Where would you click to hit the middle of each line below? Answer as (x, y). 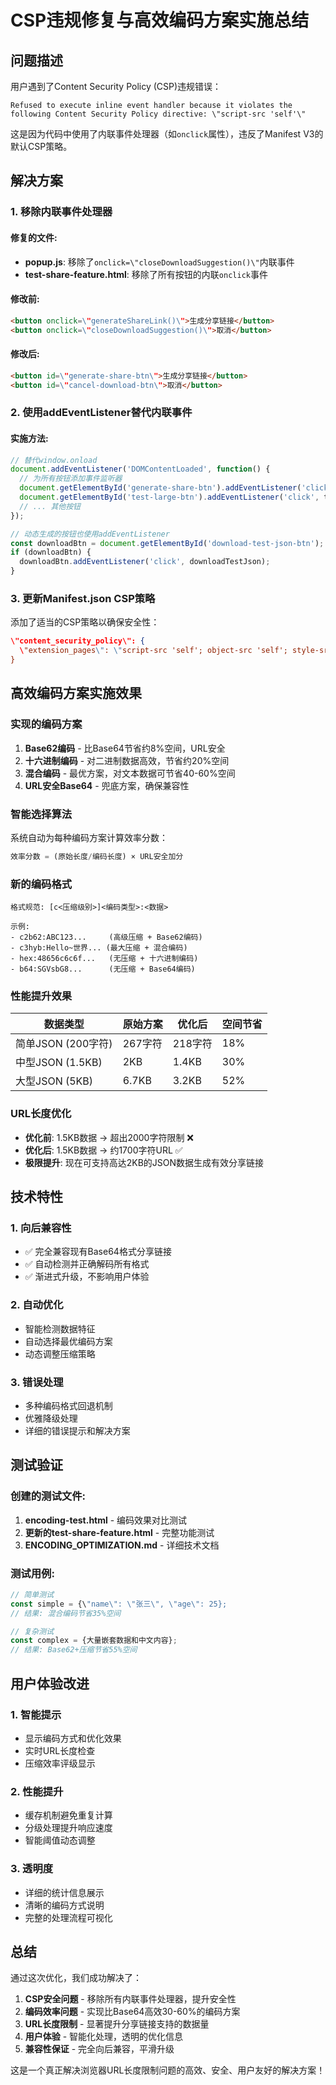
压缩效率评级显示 (60, 1763)
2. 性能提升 (37, 1791)
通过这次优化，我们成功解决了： (76, 1978)
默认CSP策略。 (41, 146)
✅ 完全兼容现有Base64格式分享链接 (98, 1252)
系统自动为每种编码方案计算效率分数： (89, 837)
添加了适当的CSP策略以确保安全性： (85, 622)
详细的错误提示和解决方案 (77, 1430)
